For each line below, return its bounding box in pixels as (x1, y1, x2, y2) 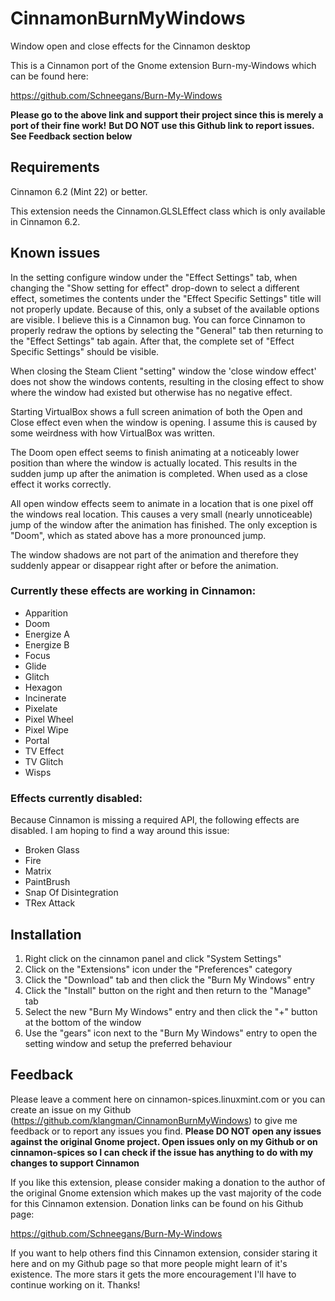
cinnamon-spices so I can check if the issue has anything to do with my (10, 1146, 314, 1158)
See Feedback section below (10, 130, 133, 142)
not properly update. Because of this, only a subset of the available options (10, 303, 320, 315)
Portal (24, 734, 50, 746)
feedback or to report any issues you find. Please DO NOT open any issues (10, 1125, 322, 1137)
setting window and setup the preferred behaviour (24, 1037, 233, 1049)
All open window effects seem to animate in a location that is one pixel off (10, 497, 314, 509)
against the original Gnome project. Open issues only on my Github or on (10, 1135, 318, 1147)
